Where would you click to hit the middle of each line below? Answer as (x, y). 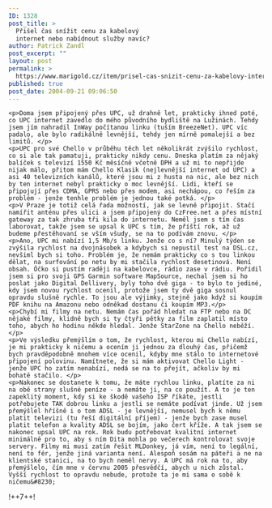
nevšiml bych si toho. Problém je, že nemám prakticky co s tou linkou (132, 255)
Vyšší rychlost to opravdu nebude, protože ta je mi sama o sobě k (125, 475)
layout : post (30, 62)
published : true (36, 83)
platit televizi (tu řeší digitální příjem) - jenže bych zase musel (128, 418)
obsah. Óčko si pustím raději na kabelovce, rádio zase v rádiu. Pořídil (136, 269)
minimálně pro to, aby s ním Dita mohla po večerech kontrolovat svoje (132, 440)
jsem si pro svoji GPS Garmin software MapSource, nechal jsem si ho (128, 276)
